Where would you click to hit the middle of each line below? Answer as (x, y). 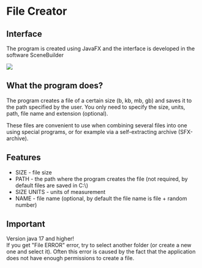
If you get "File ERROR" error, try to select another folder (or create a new (99, 245)
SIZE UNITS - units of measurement (60, 192)
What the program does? (55, 86)
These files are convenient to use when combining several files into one (97, 125)
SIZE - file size (33, 172)
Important (26, 224)
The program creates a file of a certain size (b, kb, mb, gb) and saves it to (99, 100)
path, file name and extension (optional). (57, 113)
